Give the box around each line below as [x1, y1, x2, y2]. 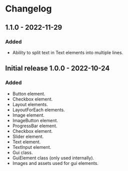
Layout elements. [12, 101, 48, 107]
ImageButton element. [12, 117, 58, 123]
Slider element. [12, 133, 44, 139]
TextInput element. [12, 144, 51, 150]
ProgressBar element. [12, 123, 57, 129]
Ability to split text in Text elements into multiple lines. [12, 49, 123, 55]
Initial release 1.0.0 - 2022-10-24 [5, 64, 110, 73]
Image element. [12, 112, 45, 118]
